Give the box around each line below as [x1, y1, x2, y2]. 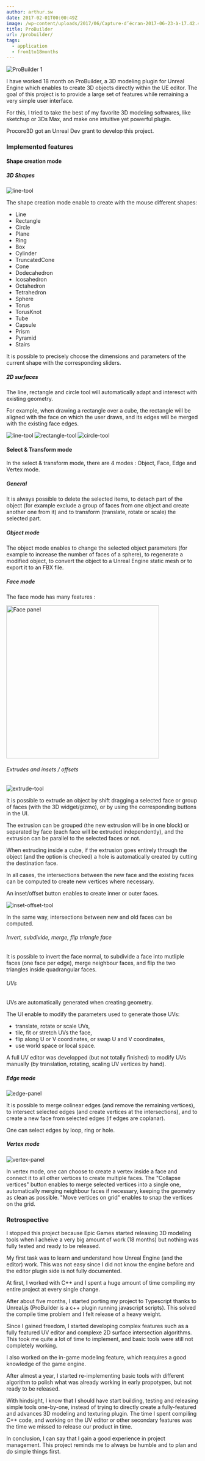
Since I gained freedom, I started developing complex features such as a [6, 1323, 189, 1330]
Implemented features [6, 142, 74, 151]
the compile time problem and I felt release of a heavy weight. [6, 1310, 162, 1318]
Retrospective [6, 1216, 49, 1224]
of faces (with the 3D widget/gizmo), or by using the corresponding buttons [6, 803, 197, 810]
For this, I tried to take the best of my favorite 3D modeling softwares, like [6, 108, 191, 116]
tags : [6, 37, 20, 43]
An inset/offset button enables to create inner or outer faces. [6, 889, 159, 897]
